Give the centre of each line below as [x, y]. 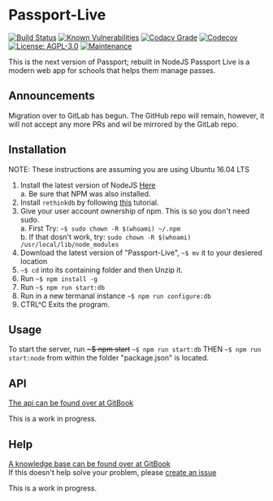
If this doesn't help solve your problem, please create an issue [113, 472]
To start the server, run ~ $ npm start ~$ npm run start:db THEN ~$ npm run [135, 349]
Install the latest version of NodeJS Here [88, 185]
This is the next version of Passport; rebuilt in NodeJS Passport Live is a [129, 62]
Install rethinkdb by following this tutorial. [90, 202]
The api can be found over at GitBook [71, 403]
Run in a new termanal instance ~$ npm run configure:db [115, 296]
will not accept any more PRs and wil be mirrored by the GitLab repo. [123, 124]
